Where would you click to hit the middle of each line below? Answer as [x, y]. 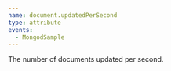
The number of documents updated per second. [86, 59]
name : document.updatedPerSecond [63, 15]
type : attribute [35, 23]
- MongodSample [40, 37]
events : [21, 30]
